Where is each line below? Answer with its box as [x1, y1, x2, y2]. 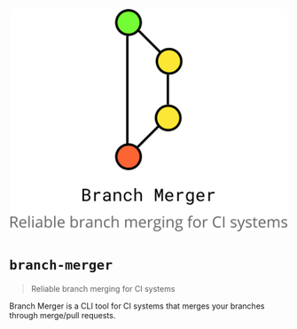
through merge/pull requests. [9, 309, 116, 320]
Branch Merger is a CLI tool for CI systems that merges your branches [9, 301, 265, 311]
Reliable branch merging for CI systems [30, 283, 176, 294]
